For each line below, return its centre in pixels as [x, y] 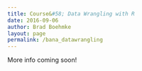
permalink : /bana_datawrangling [55, 40]
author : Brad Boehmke [39, 27]
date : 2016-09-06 [33, 20]
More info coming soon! [42, 60]
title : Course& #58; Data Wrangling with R [71, 14]
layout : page [27, 33]
